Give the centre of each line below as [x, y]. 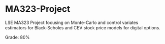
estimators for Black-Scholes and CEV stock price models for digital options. [83, 27]
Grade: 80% [17, 37]
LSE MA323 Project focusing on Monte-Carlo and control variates [72, 22]
